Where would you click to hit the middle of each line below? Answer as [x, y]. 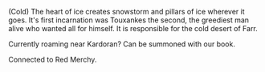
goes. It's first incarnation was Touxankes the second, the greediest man [129, 20]
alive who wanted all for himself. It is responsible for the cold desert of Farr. [133, 28]
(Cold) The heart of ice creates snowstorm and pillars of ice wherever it [126, 12]
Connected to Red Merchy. [53, 60]
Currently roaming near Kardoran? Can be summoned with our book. [122, 44]
